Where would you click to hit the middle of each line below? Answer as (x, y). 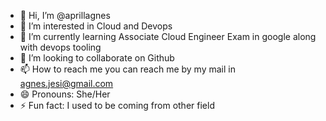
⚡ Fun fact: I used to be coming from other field (117, 105)
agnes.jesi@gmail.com (66, 83)
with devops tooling (60, 47)
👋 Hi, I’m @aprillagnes (65, 15)
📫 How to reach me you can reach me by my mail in (127, 69)
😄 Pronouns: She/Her (65, 94)
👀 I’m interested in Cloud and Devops (96, 26)
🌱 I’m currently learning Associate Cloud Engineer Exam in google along (168, 36)
